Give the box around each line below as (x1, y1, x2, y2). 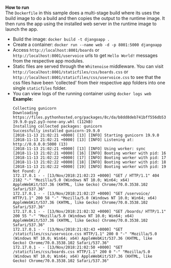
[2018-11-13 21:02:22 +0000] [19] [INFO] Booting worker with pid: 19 (12, 164, 166, 169)
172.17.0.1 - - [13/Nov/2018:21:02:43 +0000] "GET (12, 227, 123, 232)
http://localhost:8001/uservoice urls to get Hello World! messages (12, 52, 158, 58)
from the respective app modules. (12, 58, 84, 64)
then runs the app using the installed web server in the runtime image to (5, 20, 157, 27)
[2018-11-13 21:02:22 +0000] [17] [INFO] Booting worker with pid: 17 (12, 155, 166, 160)
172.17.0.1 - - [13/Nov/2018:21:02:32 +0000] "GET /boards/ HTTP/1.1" (12, 209, 166, 214)
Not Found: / (12, 169, 41, 174)
